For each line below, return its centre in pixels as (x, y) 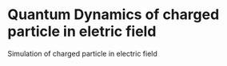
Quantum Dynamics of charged (113, 15)
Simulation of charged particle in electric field (82, 53)
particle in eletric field (82, 31)
